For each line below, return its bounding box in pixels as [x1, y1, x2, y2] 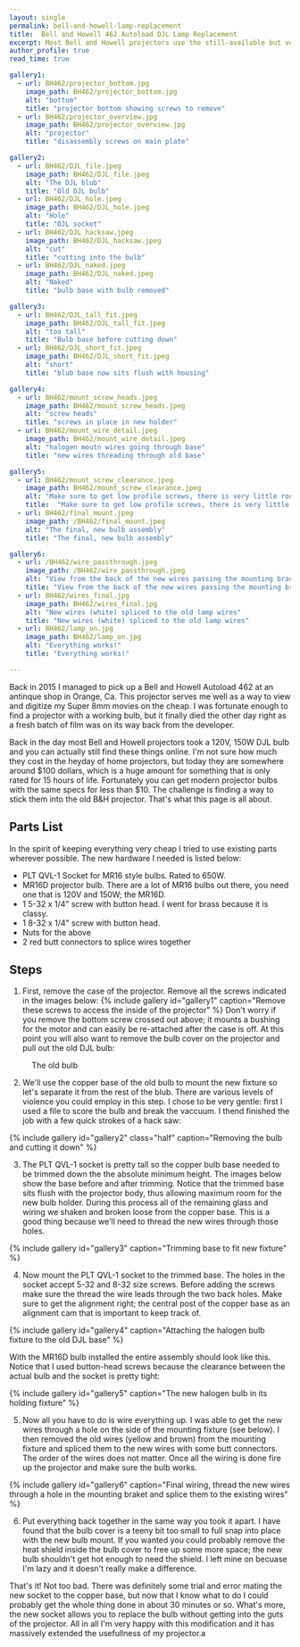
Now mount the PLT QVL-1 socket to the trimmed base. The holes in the [21, 1269, 286, 1281]
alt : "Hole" [25, 212, 70, 220]
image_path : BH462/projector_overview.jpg [25, 121, 186, 129]
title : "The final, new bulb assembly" [25, 533, 174, 543]
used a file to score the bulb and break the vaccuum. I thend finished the [21, 1106, 290, 1117]
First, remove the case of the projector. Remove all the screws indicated [21, 986, 287, 996]
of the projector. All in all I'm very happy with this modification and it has [9, 1618, 275, 1629]
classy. [21, 908, 49, 919]
